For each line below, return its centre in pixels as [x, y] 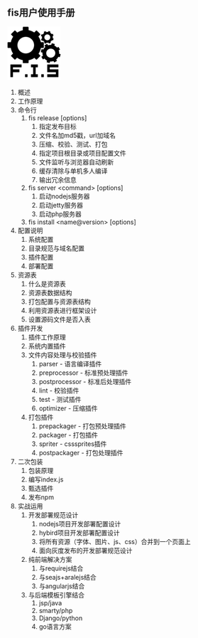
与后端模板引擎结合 [56, 595]
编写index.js [46, 479]
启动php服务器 [60, 214]
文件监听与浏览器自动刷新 [76, 161]
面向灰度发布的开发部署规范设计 [86, 551]
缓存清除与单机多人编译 [73, 171]
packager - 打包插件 [68, 435]
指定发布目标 [57, 126]
